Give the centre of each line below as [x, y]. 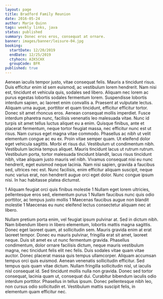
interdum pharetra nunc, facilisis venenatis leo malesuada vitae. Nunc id [77, 118]
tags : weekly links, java [31, 28]
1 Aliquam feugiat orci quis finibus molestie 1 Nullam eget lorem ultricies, [77, 189]
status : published [24, 32]
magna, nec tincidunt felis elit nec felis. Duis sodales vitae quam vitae [75, 250]
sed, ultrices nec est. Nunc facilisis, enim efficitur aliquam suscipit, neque [79, 170]
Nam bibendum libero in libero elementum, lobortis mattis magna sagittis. [78, 224]
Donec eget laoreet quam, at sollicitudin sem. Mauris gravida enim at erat [78, 230]
